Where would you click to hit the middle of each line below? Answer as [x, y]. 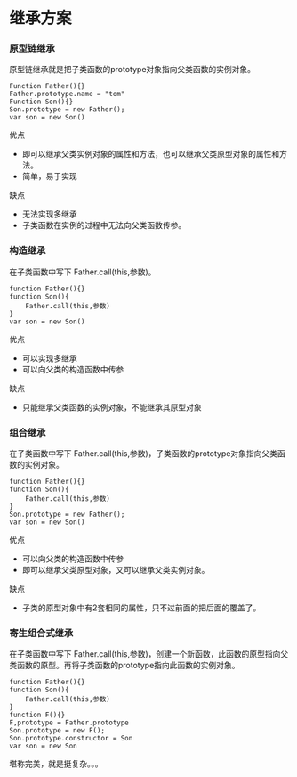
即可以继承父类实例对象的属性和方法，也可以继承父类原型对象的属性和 [151, 154]
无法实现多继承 [49, 214]
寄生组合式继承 [41, 633]
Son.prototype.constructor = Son [71, 739]
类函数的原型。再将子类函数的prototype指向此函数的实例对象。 [124, 666]
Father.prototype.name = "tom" [67, 94]
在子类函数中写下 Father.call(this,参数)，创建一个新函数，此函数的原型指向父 [149, 654]
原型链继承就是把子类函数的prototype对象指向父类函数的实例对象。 [132, 70]
